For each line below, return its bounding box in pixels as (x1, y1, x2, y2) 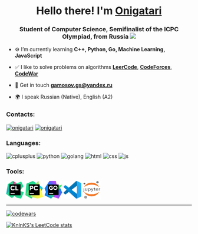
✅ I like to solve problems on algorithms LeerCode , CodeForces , (14, 64, 172, 71)
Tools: (6, 167, 25, 175)
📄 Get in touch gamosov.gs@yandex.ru (14, 81, 113, 89)
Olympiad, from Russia (61, 32, 129, 41)
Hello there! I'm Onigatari (36, 4, 162, 18)
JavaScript (14, 52, 42, 60)
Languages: (6, 139, 41, 147)
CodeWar (14, 70, 38, 77)
